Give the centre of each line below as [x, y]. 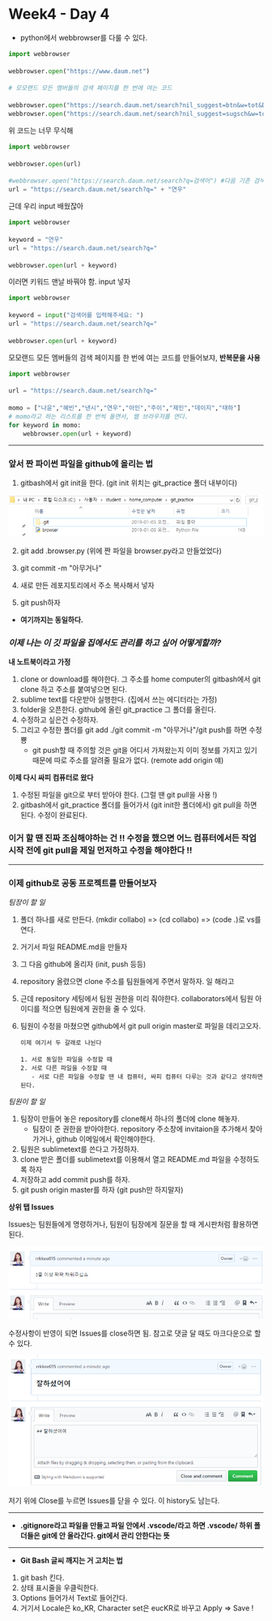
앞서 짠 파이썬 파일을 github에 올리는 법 [81, 463]
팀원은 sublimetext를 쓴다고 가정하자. [79, 1149]
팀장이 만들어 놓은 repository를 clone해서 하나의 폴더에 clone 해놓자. [130, 1118]
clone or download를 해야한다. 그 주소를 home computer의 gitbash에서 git [140, 679]
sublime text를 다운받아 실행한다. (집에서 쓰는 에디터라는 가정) [119, 699]
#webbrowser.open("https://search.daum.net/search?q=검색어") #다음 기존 [130, 181]
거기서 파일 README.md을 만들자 [74, 947]
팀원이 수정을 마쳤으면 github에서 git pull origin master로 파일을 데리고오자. [140, 1025]
